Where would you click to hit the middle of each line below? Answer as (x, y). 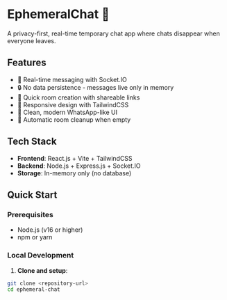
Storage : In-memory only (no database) (74, 173)
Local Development (41, 255)
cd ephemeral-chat (34, 290)
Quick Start (32, 195)
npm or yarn (35, 237)
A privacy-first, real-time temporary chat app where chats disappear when (113, 33)
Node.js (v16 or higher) (50, 230)
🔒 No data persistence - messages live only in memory (95, 87)
